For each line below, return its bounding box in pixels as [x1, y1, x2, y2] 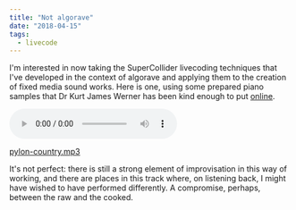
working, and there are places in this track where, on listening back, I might [9, 173, 286, 184]
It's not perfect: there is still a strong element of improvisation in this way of [9, 164, 288, 174]
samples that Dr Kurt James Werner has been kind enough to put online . [9, 91, 275, 102]
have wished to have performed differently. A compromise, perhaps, [9, 182, 261, 193]
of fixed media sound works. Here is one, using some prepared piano [9, 81, 265, 92]
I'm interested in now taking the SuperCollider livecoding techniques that [9, 63, 277, 73]
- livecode [17, 38, 58, 47]
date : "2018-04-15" [9, 21, 82, 30]
